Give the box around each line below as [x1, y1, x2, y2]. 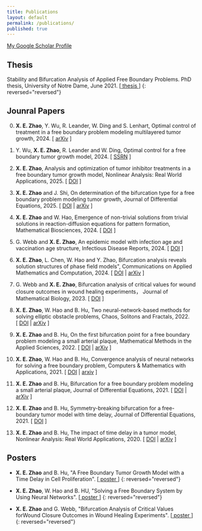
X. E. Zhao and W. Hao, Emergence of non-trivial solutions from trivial [15, 214, 188, 221]
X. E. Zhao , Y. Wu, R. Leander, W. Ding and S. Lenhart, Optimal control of [15, 122, 197, 129]
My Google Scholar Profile [7, 42, 72, 49]
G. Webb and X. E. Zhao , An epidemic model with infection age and [15, 238, 183, 245]
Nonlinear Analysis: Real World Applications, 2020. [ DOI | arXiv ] [15, 435, 177, 442]
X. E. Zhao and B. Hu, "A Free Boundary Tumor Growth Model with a [15, 469, 185, 476]
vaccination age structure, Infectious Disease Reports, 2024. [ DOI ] [15, 244, 184, 252]
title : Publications [7, 8, 59, 15]
